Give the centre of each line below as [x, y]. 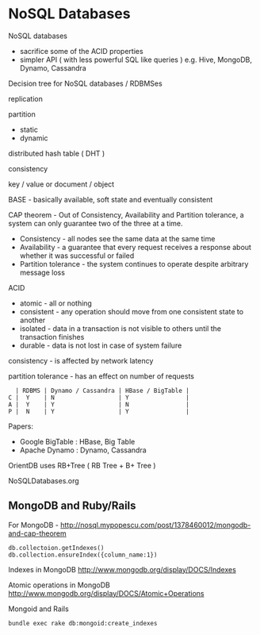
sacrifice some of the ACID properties [82, 51]
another [32, 320]
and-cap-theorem [38, 533]
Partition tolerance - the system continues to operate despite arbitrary [134, 264]
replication [26, 98]
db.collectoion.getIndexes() [56, 548]
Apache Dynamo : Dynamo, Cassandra [83, 450]
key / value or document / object [61, 184]
